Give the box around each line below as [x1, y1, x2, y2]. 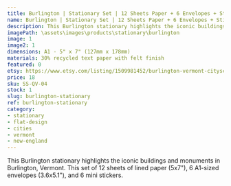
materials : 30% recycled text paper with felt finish [7, 55, 165, 62]
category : [7, 106, 36, 113]
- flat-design [7, 118, 48, 126]
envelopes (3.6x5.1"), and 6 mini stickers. [7, 171, 124, 179]
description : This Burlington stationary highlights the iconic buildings [7, 23, 226, 30]
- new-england [7, 138, 48, 145]
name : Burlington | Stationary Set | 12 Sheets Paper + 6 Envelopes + [7, 16, 214, 23]
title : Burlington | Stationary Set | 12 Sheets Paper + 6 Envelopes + [7, 10, 217, 17]
